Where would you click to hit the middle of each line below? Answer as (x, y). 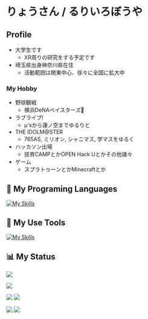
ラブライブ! (29, 117)
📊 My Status (31, 257)
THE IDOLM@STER (39, 132)
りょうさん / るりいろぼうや (75, 12)
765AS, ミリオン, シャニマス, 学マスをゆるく (79, 139)
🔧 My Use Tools (36, 222)
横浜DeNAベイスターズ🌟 (54, 110)
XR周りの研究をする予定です (60, 57)
